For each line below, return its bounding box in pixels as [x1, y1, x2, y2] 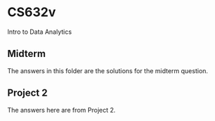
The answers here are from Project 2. [7, 106, 116, 114]
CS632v [7, 4, 56, 20]
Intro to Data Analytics [7, 27, 72, 36]
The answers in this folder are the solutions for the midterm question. [7, 66, 209, 75]
